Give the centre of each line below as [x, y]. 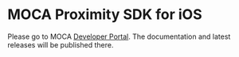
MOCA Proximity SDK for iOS [105, 15]
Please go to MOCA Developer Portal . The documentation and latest [119, 36]
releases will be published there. [61, 44]
